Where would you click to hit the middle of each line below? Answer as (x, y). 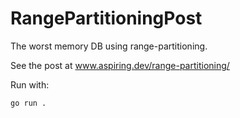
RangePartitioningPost (106, 18)
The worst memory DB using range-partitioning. (109, 46)
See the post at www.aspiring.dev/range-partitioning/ (120, 65)
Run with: (30, 84)
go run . (28, 103)
